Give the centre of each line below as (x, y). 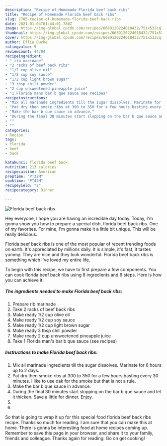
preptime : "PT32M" (24, 176)
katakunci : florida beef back (37, 162)
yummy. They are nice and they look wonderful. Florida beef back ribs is (79, 254)
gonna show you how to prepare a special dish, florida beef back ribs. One (82, 223)
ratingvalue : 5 (21, 47)
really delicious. (21, 234)
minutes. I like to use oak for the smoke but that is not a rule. (74, 381)
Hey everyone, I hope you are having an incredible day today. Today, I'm (79, 218)
